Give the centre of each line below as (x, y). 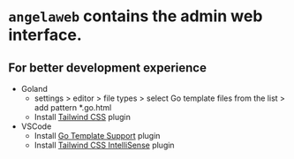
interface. (45, 35)
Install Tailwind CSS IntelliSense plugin (104, 145)
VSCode (36, 126)
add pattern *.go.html (73, 107)
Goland (34, 89)
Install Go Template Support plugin (97, 136)
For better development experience (107, 68)
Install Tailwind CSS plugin (83, 117)
